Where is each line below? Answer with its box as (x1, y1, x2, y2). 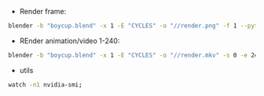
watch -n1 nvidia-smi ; (8, 80, 82, 89)
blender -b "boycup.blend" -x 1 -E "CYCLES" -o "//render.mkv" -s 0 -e (8, 51, 248, 59)
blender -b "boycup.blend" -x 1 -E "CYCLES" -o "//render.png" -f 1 (8, 22, 237, 30)
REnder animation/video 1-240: (19, 35, 120, 46)
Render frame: (19, 7, 67, 16)
